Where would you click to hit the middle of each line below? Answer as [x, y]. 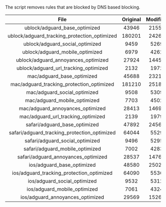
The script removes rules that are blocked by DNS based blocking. [73, 7]
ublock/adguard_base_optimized [62, 28]
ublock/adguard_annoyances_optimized [62, 60]
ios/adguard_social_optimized [62, 181]
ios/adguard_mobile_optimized [62, 189]
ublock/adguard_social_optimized [62, 44]
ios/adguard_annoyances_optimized [62, 197]
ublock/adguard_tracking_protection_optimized [62, 36]
